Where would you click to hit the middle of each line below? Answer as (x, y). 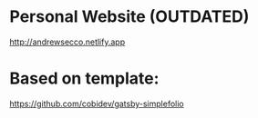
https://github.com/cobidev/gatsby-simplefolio (97, 103)
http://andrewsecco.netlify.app (67, 42)
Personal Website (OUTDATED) (129, 17)
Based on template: (84, 79)
